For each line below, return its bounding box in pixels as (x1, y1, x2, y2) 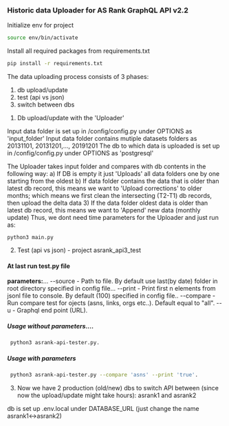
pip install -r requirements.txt (7, 60, 103, 67)
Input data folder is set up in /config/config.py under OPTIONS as (7, 127, 193, 135)
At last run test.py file (7, 262, 71, 270)
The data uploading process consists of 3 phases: (7, 73, 149, 81)
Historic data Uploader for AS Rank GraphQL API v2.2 (7, 5, 189, 15)
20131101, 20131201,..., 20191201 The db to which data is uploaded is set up (7, 142, 220, 150)
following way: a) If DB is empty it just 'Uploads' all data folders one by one (7, 170, 220, 178)
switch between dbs (17, 100, 75, 109)
